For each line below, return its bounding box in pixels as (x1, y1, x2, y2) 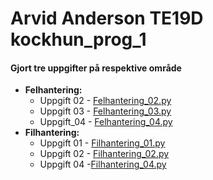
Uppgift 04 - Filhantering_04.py (39, 158, 167, 171)
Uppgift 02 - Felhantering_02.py (39, 95, 172, 107)
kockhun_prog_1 (10, 28, 147, 51)
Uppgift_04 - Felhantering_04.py (39, 116, 173, 128)
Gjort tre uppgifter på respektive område (10, 62, 182, 74)
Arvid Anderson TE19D (10, 7, 204, 30)
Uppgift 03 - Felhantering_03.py (39, 105, 172, 117)
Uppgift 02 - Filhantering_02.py (39, 148, 170, 160)
